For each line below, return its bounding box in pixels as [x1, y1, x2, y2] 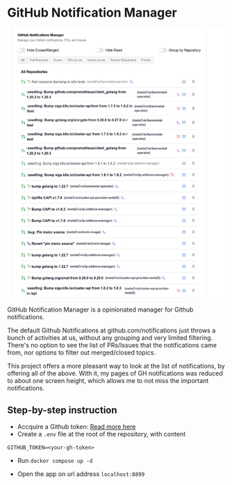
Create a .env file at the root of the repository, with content [17, 430, 186, 439]
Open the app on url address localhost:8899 [17, 470, 145, 478]
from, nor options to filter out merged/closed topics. [7, 348, 156, 357]
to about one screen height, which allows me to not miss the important [7, 377, 209, 385]
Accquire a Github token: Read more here [17, 423, 136, 431]
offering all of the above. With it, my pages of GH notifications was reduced [7, 369, 224, 377]
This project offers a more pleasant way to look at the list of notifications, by [7, 362, 225, 371]
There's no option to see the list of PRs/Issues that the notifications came [7, 341, 217, 350]
